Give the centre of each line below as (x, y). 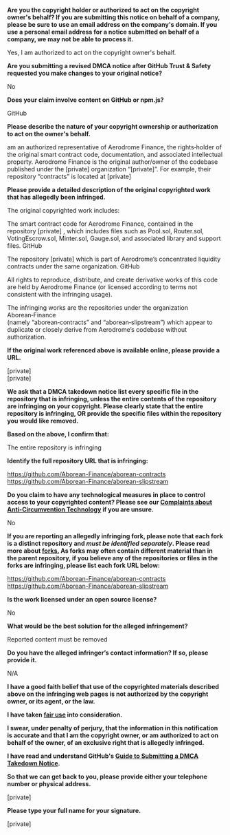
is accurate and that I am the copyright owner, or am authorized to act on (113, 735)
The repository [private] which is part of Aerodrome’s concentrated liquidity (114, 259)
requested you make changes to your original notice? (85, 73)
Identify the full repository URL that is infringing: (78, 461)
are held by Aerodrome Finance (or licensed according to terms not (102, 287)
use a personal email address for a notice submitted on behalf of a (103, 32)
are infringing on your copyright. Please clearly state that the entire (105, 406)
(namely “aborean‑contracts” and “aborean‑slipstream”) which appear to (110, 322)
